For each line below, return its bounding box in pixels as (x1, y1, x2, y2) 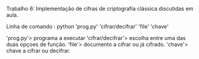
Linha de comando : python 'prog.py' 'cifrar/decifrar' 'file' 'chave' (6, 23, 169, 30)
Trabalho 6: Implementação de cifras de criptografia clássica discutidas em (6, 5, 194, 12)
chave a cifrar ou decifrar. (6, 47, 71, 54)
